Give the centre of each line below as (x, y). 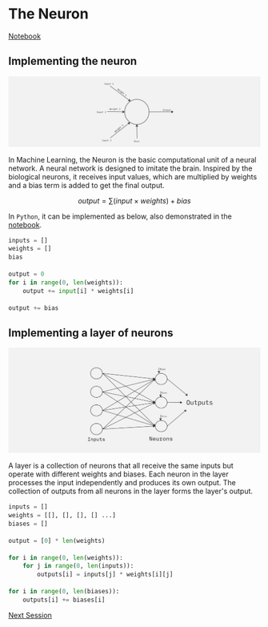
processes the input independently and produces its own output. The (122, 483)
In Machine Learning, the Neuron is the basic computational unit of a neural (132, 159)
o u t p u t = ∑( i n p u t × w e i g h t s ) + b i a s (134, 200)
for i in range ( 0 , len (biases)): (64, 592)
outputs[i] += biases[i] (64, 600)
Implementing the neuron (73, 61)
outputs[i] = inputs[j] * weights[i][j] (105, 575)
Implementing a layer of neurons (91, 333)
